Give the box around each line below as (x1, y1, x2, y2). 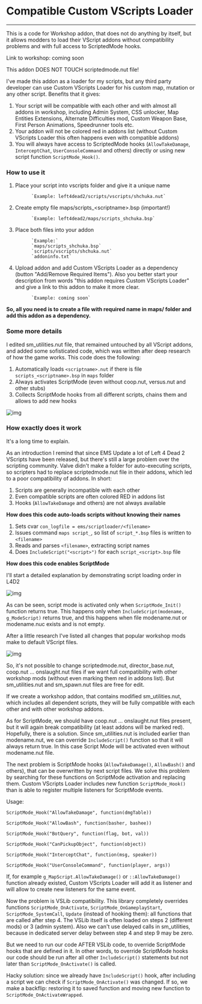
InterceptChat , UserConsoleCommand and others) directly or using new (14, 146, 185, 154)
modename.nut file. (6, 749, 55, 756)
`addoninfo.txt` (31, 254, 72, 260)
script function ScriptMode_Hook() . (14, 153, 100, 160)
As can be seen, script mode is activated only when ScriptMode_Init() (6, 601, 182, 609)
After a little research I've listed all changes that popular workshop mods (6, 632, 186, 639)
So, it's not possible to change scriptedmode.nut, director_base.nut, (6, 662, 175, 669)
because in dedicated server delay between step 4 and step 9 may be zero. (6, 929, 194, 937)
